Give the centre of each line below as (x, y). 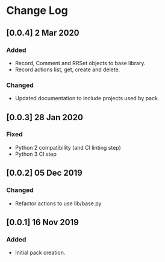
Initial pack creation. (40, 253)
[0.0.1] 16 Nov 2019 (43, 222)
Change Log (37, 11)
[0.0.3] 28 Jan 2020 (45, 117)
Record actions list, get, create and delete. (67, 69)
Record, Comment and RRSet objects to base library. (80, 63)
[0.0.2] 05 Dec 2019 (44, 173)
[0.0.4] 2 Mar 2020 (43, 33)
